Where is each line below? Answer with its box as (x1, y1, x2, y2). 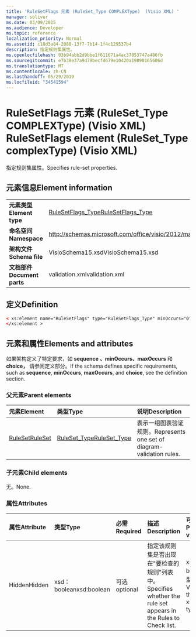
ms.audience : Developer (6, 25, 64, 31)
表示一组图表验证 (136, 419, 184, 427)
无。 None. (6, 483, 31, 490)
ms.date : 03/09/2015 (6, 19, 57, 25)
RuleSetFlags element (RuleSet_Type (6, 132, 188, 145)
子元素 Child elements (6, 469, 68, 477)
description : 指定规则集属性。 (6, 47, 75, 53)
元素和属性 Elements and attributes (6, 338, 134, 348)
